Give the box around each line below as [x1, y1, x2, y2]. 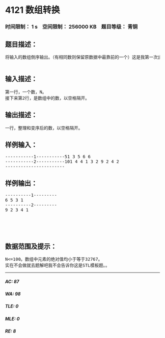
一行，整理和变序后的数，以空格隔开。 [5, 125, 82, 131]
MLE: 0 [5, 316, 20, 322]
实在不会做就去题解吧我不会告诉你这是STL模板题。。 [5, 262, 110, 268]
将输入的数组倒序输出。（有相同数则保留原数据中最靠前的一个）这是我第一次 [5, 54, 158, 60]
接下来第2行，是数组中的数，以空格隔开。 [5, 95, 90, 101]
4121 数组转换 [5, 4, 60, 16]
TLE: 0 [5, 304, 19, 309]
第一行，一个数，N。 [5, 89, 47, 95]
